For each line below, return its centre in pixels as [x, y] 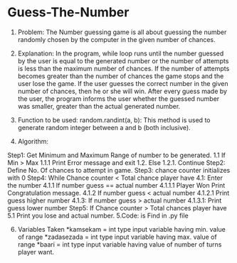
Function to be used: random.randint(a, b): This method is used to [114, 120]
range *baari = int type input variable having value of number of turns [120, 244]
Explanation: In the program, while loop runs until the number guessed [121, 53]
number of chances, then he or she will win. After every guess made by [122, 91]
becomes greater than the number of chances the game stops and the [121, 76]
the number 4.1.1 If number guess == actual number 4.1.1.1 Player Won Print [116, 185]
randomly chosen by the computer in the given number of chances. [116, 39]
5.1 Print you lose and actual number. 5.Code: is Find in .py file [98, 215]
